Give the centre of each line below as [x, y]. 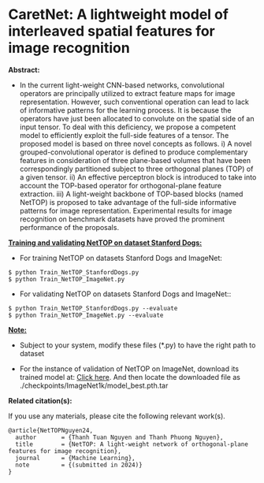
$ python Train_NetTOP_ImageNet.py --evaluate [86, 315]
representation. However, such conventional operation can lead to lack [134, 102]
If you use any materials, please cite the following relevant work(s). [117, 416]
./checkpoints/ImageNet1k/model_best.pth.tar [94, 385]
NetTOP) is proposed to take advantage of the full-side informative [128, 202]
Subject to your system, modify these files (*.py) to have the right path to [138, 345]
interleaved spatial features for [112, 31]
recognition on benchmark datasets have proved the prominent [122, 219]
